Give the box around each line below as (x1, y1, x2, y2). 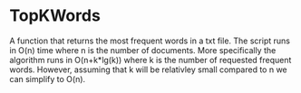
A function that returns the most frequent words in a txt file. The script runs (9, 35, 290, 46)
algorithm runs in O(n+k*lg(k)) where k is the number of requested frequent (9, 54, 292, 65)
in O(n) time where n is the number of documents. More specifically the (9, 44, 277, 55)
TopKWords (9, 5, 102, 26)
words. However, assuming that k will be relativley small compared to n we (9, 64, 287, 75)
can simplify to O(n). (9, 73, 86, 84)
